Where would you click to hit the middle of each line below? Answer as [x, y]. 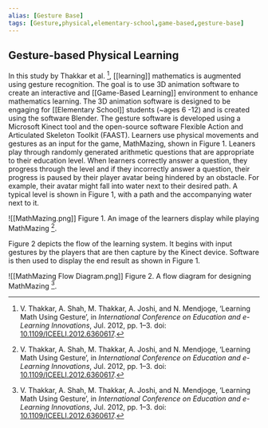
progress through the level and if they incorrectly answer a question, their [129, 169]
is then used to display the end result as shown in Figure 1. [104, 261]
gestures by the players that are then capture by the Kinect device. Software [134, 252]
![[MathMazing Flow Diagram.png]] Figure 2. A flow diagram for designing [130, 276]
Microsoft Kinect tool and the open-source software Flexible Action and [126, 126]
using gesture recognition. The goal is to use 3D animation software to [124, 84]
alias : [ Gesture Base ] [46, 16]
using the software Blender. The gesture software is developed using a [124, 118]
